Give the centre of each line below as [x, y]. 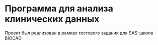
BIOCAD [13, 38]
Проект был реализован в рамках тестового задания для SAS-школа [79, 33]
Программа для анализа [59, 9]
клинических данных [52, 19]
